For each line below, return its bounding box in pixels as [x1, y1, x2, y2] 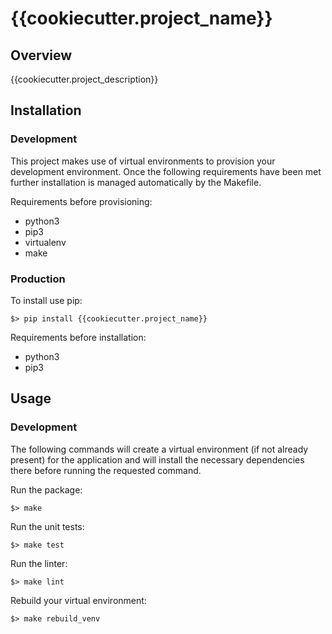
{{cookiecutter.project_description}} [10, 73, 159, 85]
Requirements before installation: [10, 331, 147, 343]
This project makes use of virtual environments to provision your [10, 155, 276, 167]
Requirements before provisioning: [10, 195, 153, 207]
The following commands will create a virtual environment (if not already [10, 443, 309, 455]
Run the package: [10, 483, 83, 496]
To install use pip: [10, 294, 83, 306]
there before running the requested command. [10, 464, 202, 476]
